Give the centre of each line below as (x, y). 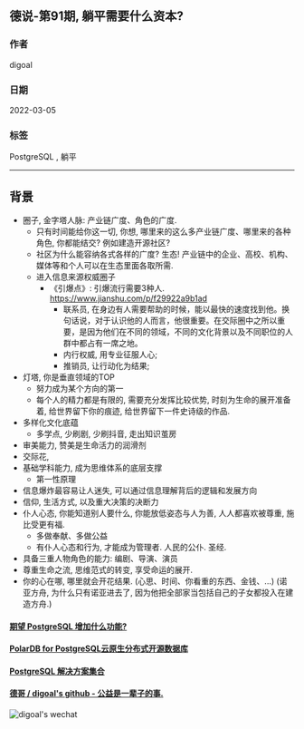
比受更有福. (43, 525)
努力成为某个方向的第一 (80, 389)
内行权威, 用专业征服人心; (110, 355)
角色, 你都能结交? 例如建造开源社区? (103, 243)
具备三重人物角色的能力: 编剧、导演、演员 (100, 559)
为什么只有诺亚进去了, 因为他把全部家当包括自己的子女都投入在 (168, 593)
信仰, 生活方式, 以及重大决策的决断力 (90, 502)
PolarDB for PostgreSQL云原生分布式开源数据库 (99, 649)
